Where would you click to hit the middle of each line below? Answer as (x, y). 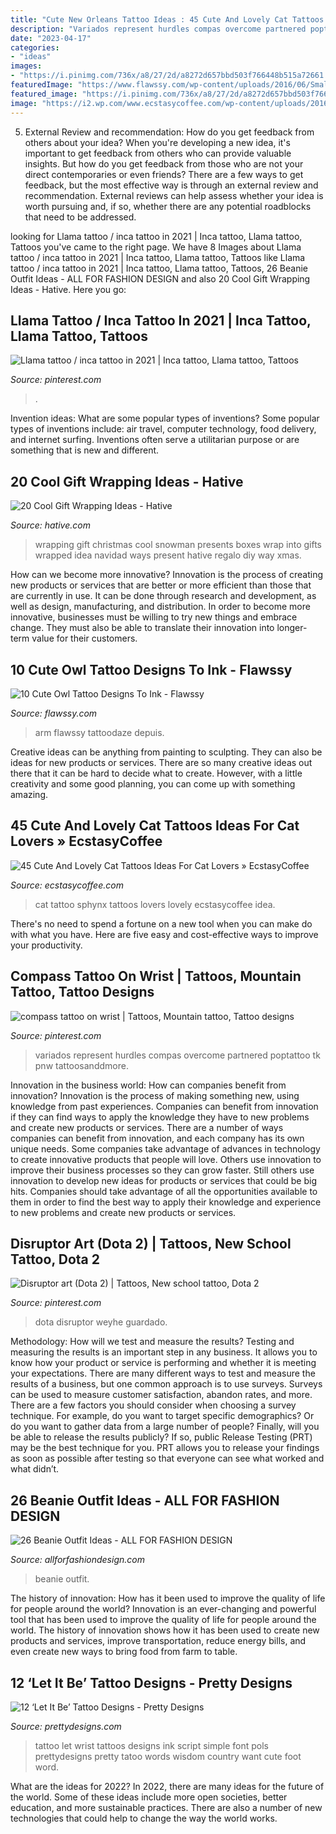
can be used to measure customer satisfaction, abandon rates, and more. (161, 1395)
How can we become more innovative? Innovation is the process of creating (167, 575)
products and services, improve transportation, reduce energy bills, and (158, 1641)
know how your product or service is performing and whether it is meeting (163, 1363)
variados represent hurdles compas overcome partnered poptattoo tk (177, 1055)
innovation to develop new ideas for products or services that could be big (164, 1180)
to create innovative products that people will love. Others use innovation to (166, 1159)
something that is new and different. (85, 450)
